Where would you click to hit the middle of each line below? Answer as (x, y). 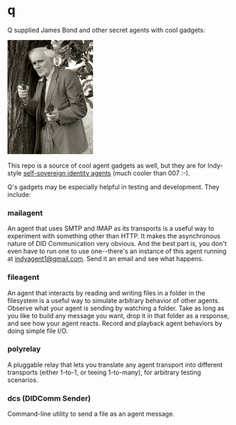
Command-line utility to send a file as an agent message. (91, 414)
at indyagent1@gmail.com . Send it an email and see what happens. (106, 259)
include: (19, 194)
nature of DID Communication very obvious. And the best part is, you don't (117, 244)
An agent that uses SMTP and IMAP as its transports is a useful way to (111, 229)
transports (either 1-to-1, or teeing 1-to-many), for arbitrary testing (104, 372)
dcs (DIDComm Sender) (49, 398)
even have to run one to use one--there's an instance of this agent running (117, 251)
